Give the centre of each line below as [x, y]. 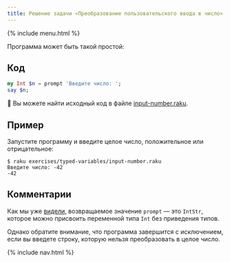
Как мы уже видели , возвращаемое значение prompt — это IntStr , [105, 211]
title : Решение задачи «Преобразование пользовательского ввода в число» [115, 13]
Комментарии [39, 194]
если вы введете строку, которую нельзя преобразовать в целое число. [114, 239]
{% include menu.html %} [44, 33]
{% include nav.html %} [41, 252]
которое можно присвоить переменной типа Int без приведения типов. [113, 218]
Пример [25, 125]
